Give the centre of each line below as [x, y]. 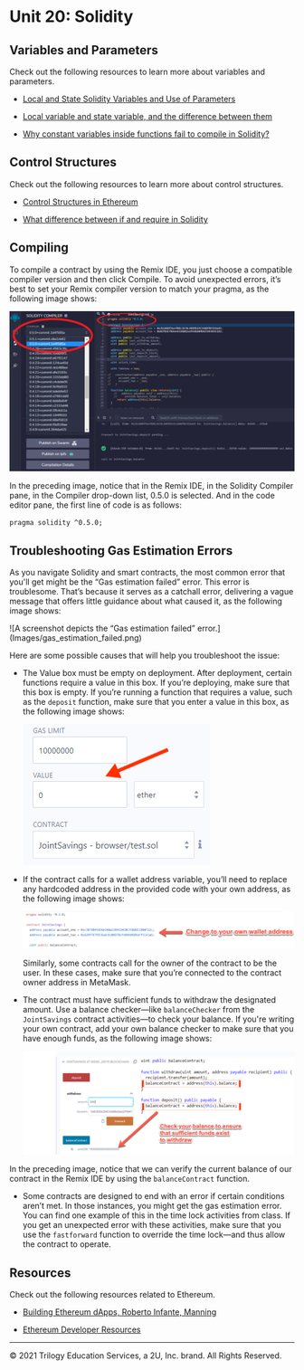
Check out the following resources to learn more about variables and [137, 71]
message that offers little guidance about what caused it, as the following [146, 601]
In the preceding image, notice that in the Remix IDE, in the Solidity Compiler [152, 486]
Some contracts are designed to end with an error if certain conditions [153, 1196]
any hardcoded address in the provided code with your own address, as [157, 889]
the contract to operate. [66, 1244]
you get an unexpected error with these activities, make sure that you [152, 1225]
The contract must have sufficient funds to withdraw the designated [149, 999]
